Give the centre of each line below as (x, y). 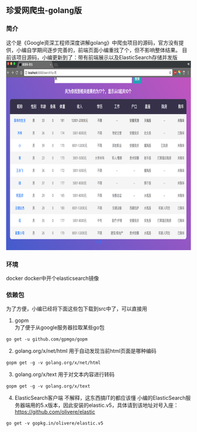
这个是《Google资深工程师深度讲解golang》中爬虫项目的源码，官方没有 (92, 42)
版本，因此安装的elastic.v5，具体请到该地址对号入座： (113, 405)
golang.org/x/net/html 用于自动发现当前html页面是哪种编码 (85, 351)
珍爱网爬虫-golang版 (44, 11)
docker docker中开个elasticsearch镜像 (53, 278)
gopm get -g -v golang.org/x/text (48, 386)
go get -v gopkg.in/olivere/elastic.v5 (55, 423)
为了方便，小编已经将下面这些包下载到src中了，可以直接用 (77, 309)
